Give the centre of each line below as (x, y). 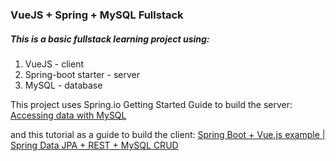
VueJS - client (54, 64)
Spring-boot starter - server (82, 74)
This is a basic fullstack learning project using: (110, 39)
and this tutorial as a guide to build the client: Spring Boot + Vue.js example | (168, 134)
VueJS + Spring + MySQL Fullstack (97, 15)
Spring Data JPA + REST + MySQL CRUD (94, 145)
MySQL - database (63, 85)
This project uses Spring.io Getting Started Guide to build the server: (151, 104)
